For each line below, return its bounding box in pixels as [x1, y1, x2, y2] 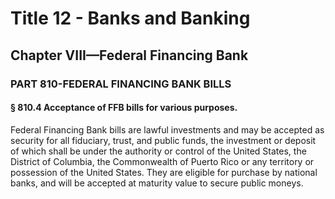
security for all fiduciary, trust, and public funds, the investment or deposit [10, 134, 317, 146]
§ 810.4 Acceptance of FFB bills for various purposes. [10, 102, 238, 114]
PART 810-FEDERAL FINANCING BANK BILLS [10, 77, 232, 91]
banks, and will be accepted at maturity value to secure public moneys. [10, 177, 304, 189]
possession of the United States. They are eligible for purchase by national [10, 166, 318, 178]
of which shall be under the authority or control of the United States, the [10, 145, 307, 157]
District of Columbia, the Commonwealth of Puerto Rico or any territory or [10, 155, 315, 167]
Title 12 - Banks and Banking [10, 7, 251, 30]
